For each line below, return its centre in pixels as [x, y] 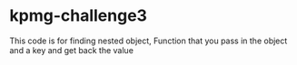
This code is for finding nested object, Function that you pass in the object [148, 41]
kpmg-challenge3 [79, 16]
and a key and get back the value [72, 50]
